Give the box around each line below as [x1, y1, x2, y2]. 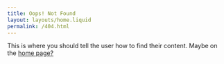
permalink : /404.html [7, 23, 70, 30]
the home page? [7, 49, 54, 57]
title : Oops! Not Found [7, 10, 76, 17]
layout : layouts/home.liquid [7, 17, 92, 23]
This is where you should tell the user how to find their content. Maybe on [7, 42, 218, 50]
